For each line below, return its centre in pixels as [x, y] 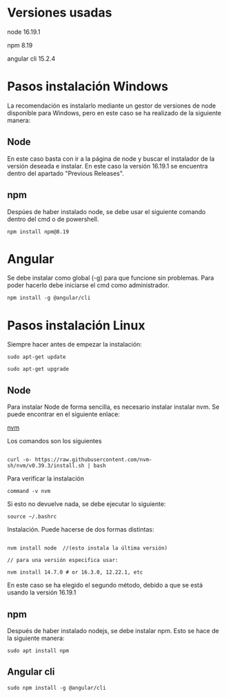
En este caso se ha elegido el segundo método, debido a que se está [105, 585]
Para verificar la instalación [46, 478]
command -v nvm [29, 492]
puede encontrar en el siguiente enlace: [64, 414]
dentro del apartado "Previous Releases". [65, 173]
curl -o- [20, 460]
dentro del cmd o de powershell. [53, 219]
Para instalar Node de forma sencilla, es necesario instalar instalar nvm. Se [113, 407]
